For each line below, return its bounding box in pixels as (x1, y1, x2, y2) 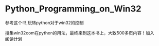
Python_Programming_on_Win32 (5, 3, 141, 14)
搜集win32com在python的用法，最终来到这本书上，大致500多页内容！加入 (5, 30, 155, 35)
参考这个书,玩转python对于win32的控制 (5, 20, 84, 25)
